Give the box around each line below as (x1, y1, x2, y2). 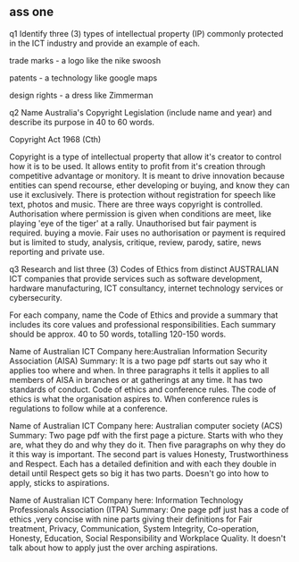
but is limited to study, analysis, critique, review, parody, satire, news (9, 236, 262, 247)
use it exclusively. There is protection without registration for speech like (9, 189, 277, 200)
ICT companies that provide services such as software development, (9, 273, 262, 284)
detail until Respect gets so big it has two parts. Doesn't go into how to (9, 467, 270, 479)
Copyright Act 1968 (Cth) (9, 133, 102, 144)
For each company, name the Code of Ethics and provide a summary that (9, 310, 278, 320)
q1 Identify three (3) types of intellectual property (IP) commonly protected (9, 28, 284, 38)
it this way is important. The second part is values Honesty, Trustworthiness (9, 448, 289, 459)
